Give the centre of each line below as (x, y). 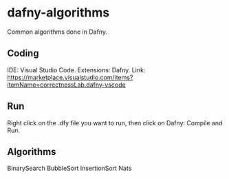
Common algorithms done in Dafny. (57, 32)
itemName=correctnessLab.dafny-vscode (66, 85)
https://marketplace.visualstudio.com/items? (70, 77)
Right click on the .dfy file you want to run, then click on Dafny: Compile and (115, 123)
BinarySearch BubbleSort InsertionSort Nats (69, 168)
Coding (23, 53)
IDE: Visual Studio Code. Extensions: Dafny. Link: (76, 70)
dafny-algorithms (58, 13)
